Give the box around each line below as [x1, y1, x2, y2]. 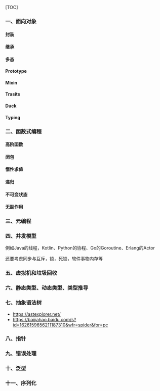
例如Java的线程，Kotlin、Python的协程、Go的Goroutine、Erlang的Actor [5, 245, 155, 251]
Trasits [5, 91, 20, 97]
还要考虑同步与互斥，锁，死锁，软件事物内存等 [5, 256, 103, 262]
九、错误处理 [5, 350, 37, 357]
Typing [5, 114, 21, 120]
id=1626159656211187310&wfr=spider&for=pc [12, 322, 108, 328]
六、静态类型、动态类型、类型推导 [5, 284, 89, 291]
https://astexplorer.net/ [12, 311, 61, 317]
